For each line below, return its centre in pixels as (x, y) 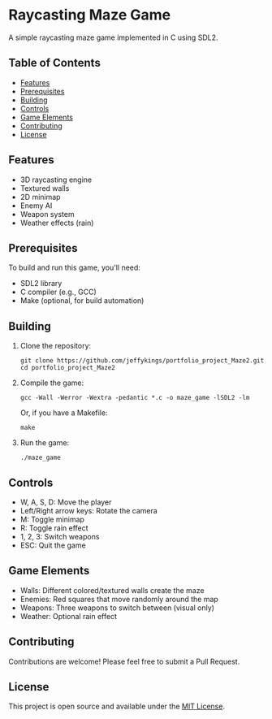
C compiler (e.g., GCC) (58, 292)
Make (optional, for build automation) (82, 301)
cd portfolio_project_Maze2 (67, 368)
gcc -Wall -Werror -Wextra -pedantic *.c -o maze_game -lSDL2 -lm (135, 398)
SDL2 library (41, 284)
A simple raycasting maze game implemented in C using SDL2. (113, 37)
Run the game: (45, 443)
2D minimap (40, 197)
